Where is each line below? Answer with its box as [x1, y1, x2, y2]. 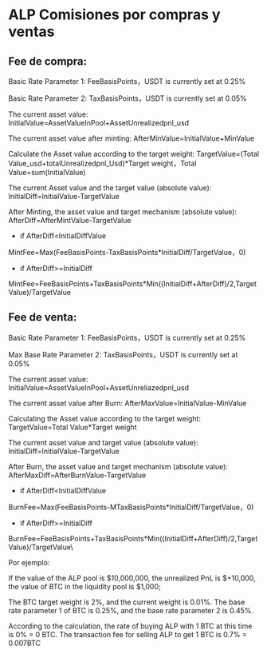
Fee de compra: [8, 54, 88, 68]
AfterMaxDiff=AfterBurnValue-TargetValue [8, 470, 147, 480]
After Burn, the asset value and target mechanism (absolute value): [8, 461, 229, 471]
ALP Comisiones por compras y [8, 6, 221, 24]
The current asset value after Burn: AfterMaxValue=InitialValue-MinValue [8, 398, 247, 408]
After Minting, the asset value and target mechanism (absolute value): [8, 207, 238, 217]
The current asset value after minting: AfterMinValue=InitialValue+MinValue [8, 134, 255, 143]
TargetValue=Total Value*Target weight [8, 422, 137, 432]
